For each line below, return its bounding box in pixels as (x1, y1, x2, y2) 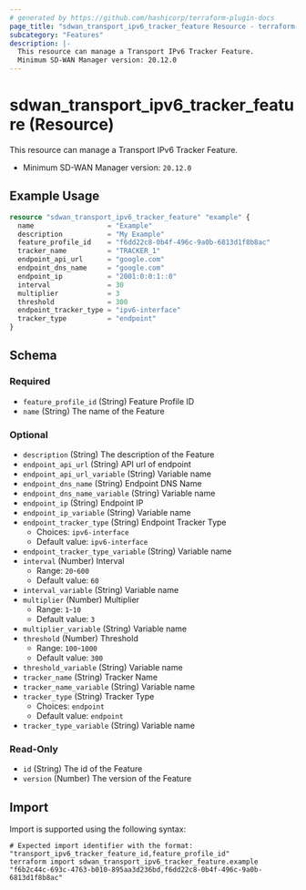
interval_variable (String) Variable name (22, 584, 179, 595)
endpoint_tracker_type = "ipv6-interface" (17, 306, 181, 315)
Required (9, 375, 51, 388)
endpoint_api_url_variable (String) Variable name (22, 468, 212, 479)
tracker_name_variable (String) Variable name (22, 680, 196, 692)
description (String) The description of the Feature (22, 448, 215, 460)
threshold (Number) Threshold (22, 632, 138, 643)
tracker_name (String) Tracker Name (22, 671, 158, 682)
